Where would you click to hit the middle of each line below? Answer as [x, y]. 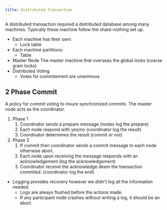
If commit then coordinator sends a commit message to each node [88, 145]
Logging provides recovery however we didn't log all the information [83, 182]
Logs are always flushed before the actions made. [71, 192]
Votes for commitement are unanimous [60, 76]
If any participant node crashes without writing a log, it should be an [90, 197]
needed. [21, 187]
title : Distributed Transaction [39, 10]
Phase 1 [20, 119]
